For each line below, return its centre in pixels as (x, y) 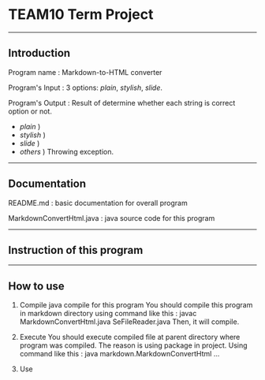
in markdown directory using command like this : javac (108, 314)
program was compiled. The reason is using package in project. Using (133, 345)
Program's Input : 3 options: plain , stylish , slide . (86, 88)
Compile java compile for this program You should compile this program (136, 305)
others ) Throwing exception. (67, 151)
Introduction (39, 53)
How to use (36, 286)
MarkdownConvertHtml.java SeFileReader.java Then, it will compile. (129, 322)
